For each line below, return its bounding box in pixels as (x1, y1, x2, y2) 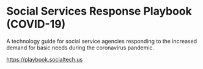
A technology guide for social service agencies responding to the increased (6, 37, 197, 45)
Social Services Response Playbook (6, 4, 193, 18)
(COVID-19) (6, 17, 66, 31)
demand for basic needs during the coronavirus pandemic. (6, 44, 155, 51)
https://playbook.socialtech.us (6, 56, 83, 63)
